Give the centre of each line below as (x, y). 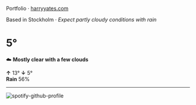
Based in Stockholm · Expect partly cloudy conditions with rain (81, 19)
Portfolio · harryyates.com (37, 8)
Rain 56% (18, 79)
